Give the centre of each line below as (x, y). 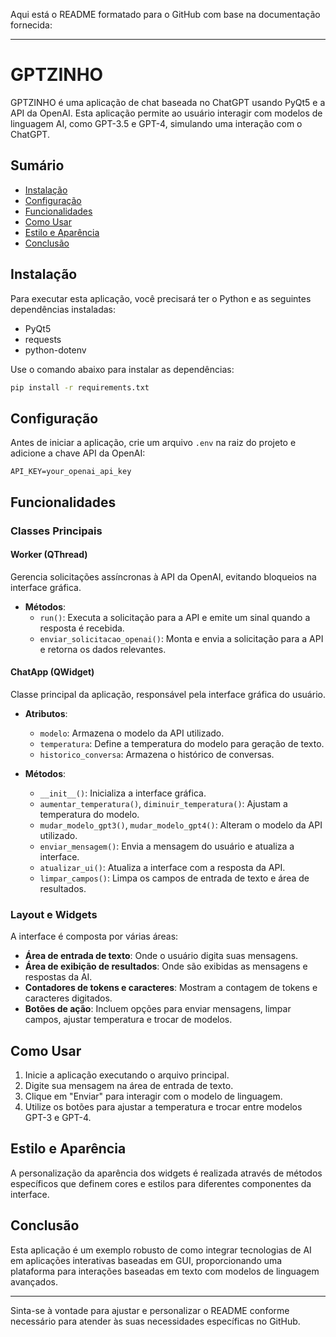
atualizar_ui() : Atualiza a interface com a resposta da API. (162, 867)
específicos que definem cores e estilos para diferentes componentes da (161, 1183)
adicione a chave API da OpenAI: (78, 453)
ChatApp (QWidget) (52, 672)
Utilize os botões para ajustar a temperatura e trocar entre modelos (163, 1107)
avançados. (34, 1281)
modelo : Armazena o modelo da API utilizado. (132, 733)
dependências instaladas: (63, 309)
